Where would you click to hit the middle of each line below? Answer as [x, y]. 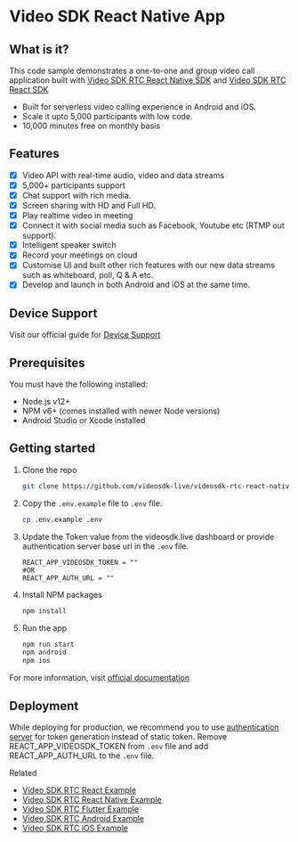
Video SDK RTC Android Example [83, 818]
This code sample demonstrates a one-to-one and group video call [132, 70]
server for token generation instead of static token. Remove [118, 736]
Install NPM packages [62, 594]
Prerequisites [47, 363]
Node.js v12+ [46, 402]
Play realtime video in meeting [77, 216]
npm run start [48, 644]
